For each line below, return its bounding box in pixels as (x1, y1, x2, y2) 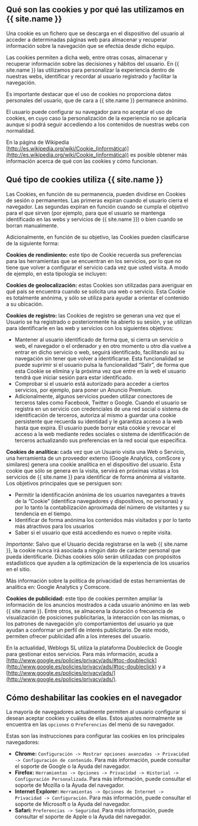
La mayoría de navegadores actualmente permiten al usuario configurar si (6, 708, 186, 716)
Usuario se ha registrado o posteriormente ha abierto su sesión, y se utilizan (6, 318, 192, 325)
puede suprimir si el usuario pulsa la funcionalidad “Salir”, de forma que (14, 361, 189, 368)
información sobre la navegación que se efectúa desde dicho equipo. (6, 42, 176, 49)
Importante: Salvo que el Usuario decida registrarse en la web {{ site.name (6, 540, 188, 548)
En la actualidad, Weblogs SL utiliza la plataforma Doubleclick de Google (6, 644, 183, 651)
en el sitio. (6, 565, 31, 572)
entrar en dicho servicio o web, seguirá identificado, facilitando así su (14, 348, 185, 356)
